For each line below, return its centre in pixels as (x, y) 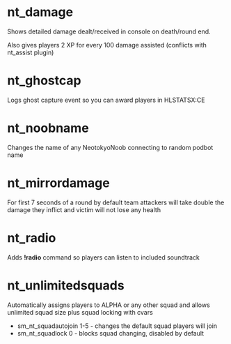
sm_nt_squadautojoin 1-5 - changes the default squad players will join (117, 326)
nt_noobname (48, 128)
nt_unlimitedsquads (66, 285)
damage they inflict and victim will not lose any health (84, 209)
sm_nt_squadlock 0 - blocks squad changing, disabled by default (110, 333)
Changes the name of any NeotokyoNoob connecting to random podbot (110, 147)
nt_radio (32, 238)
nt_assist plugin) (31, 52)
